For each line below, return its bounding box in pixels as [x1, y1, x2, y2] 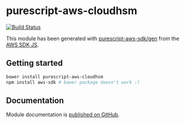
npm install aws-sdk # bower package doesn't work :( [6, 79, 141, 85]
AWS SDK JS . [6, 41, 39, 48]
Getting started [6, 58, 63, 68]
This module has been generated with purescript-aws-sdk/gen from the [6, 35, 180, 42]
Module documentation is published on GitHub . [6, 111, 120, 118]
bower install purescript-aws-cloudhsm [6, 73, 104, 80]
